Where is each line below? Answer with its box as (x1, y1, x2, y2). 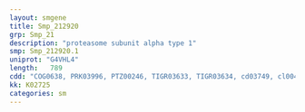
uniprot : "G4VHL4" (9, 55, 79, 64)
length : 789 (9, 64, 64, 73)
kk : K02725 (9, 80, 51, 89)
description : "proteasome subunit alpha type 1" (9, 38, 197, 48)
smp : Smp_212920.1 (9, 47, 79, 56)
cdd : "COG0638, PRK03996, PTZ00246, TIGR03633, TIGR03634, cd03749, (9, 72, 274, 81)
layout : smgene (9, 13, 67, 23)
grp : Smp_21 (9, 30, 54, 39)
